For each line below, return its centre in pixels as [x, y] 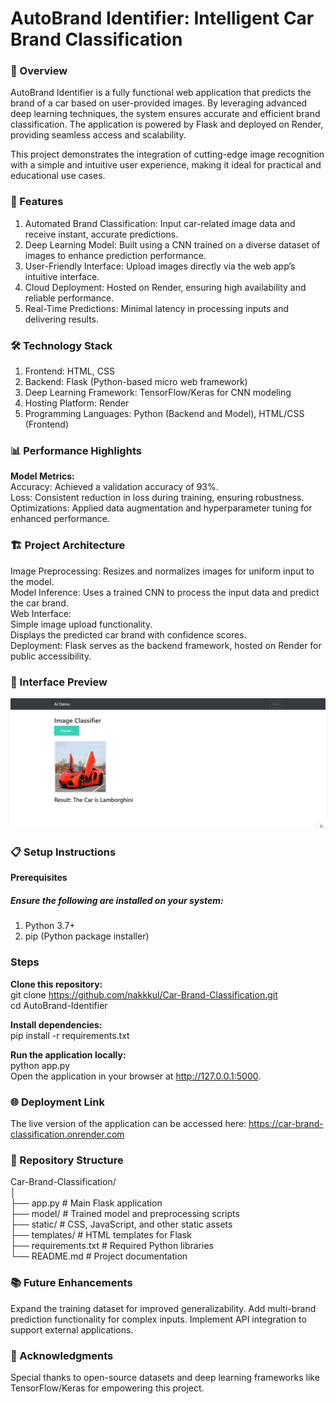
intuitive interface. [62, 276]
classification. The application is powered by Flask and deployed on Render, [167, 124]
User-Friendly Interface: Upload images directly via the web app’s [160, 266]
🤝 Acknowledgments [62, 1355]
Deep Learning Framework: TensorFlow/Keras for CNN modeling [158, 393]
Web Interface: [41, 613]
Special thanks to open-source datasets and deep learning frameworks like [165, 1377]
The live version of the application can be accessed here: [128, 1123]
